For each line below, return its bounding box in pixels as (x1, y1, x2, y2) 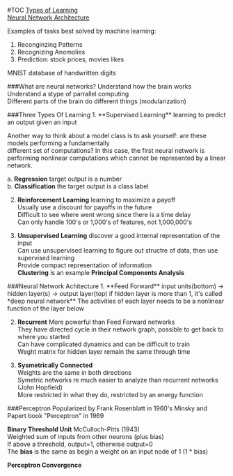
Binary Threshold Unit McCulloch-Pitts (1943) (7, 425, 140, 433)
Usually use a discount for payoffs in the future (17, 203, 152, 211)
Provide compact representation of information (17, 261, 152, 269)
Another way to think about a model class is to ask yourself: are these (7, 132, 207, 140)
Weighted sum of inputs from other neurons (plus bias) (7, 433, 165, 440)
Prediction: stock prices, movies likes (17, 55, 124, 64)
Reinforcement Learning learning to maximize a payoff (17, 195, 176, 204)
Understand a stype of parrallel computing (7, 90, 129, 98)
